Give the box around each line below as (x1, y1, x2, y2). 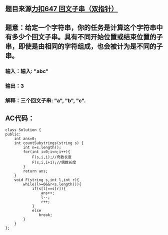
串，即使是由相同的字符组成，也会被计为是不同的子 (5, 42, 163, 50)
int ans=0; (14, 136, 37, 141)
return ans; (23, 169, 48, 174)
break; (38, 212, 52, 217)
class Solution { (5, 127, 41, 132)
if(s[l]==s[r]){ (31, 186, 66, 191)
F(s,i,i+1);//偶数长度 (31, 160, 76, 165)
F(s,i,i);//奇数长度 (31, 154, 72, 160)
